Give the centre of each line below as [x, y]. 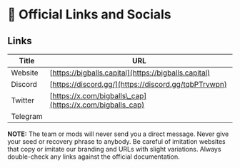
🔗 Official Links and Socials [89, 15]
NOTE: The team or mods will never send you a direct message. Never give [118, 134]
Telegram [27, 116]
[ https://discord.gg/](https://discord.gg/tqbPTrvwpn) [138, 84]
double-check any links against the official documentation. [94, 157]
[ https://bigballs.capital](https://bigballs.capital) [130, 73]
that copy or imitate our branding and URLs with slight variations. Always [114, 149]
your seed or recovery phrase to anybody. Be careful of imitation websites [117, 141]
